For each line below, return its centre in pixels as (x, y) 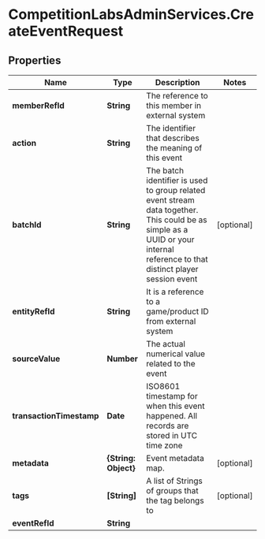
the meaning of (174, 148)
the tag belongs (175, 500)
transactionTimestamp (56, 416)
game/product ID (177, 311)
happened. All (172, 416)
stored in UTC (172, 435)
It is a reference (175, 292)
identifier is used (177, 180)
